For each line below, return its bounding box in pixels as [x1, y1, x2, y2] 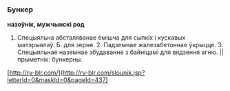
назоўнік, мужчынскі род [7, 21, 85, 29]
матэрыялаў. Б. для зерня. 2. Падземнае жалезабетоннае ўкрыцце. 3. [17, 41, 224, 49]
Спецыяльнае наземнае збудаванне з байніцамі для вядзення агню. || [17, 48, 224, 56]
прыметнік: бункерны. [17, 55, 83, 64]
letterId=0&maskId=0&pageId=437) [7, 76, 108, 84]
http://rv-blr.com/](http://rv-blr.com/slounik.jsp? [9, 68, 145, 77]
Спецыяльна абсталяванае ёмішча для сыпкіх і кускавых [17, 34, 186, 42]
